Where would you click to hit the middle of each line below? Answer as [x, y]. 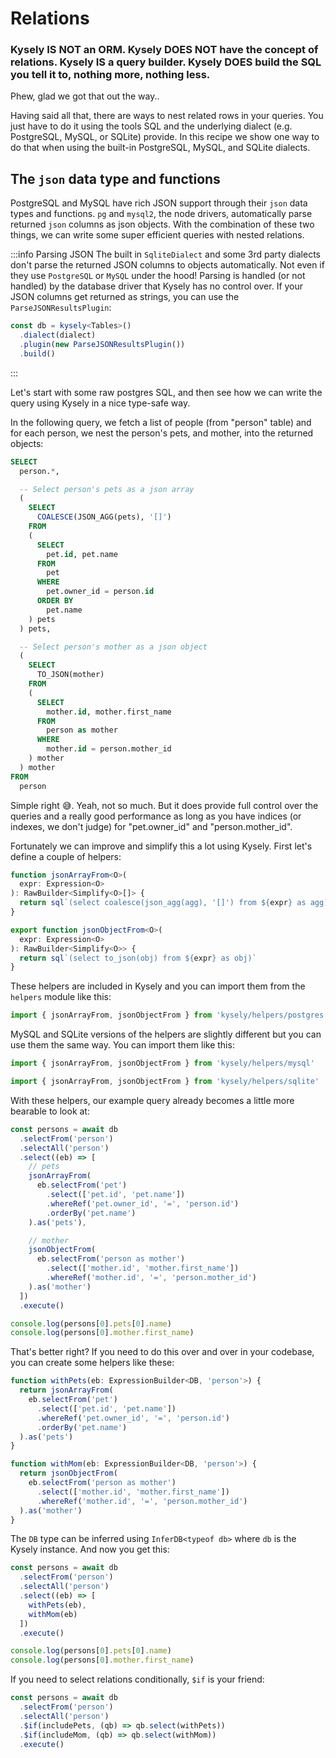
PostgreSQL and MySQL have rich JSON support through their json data [159, 203]
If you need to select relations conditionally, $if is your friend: [137, 1679]
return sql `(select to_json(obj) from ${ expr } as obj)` [138, 958]
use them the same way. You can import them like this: [122, 1045]
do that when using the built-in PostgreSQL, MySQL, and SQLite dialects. [160, 148]
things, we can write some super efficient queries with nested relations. [157, 235]
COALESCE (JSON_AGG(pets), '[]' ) [104, 517]
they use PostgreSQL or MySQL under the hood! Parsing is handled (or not [158, 276]
